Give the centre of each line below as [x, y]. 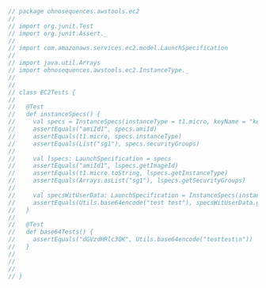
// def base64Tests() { [51, 232]
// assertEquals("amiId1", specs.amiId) [83, 129]
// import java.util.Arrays [55, 63]
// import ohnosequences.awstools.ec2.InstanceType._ [99, 70]
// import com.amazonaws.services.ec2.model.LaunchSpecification [118, 48]
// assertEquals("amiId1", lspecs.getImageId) [93, 166]
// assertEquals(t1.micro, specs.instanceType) [95, 136]
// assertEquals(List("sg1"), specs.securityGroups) [104, 144]
